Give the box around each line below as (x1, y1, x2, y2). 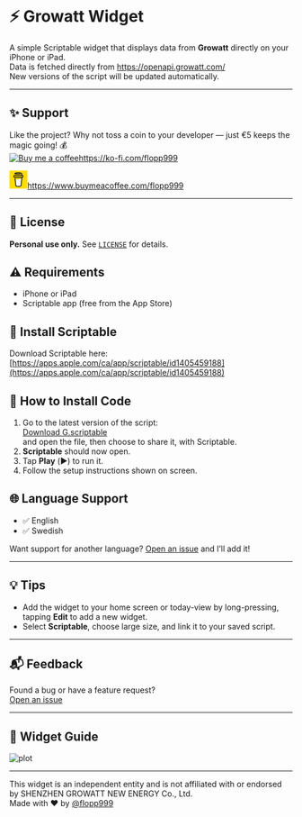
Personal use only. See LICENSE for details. (9, 239, 169, 250)
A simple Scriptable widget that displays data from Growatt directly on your (9, 41, 289, 53)
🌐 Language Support (9, 491, 129, 506)
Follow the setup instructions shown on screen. (22, 465, 198, 476)
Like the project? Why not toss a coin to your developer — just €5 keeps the (9, 129, 290, 140)
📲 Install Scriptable (9, 324, 117, 340)
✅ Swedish (22, 525, 64, 536)
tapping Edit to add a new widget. (22, 611, 148, 622)
